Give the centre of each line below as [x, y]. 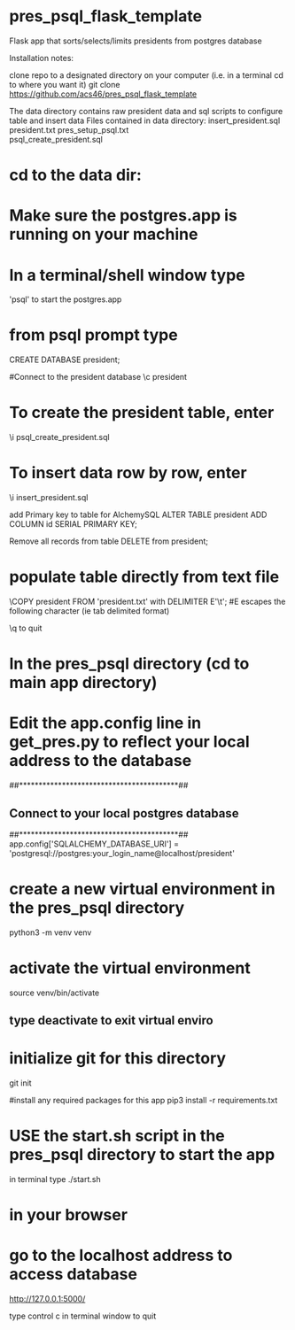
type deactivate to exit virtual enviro [112, 1021]
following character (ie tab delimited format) [89, 611]
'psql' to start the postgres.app [66, 299]
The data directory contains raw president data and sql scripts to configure [146, 111]
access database [73, 1275]
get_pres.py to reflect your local [129, 742]
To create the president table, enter [142, 413]
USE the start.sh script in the [117, 1136]
